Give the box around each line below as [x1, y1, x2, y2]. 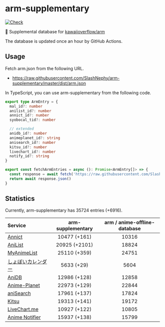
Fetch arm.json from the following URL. [5, 65, 84, 71]
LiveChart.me [7, 306, 39, 313]
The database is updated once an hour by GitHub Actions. [5, 38, 123, 44]
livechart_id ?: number [9, 149, 56, 154]
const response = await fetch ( [9, 172, 74, 177]
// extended [9, 126, 34, 132]
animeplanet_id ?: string [9, 136, 60, 140]
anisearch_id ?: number [9, 140, 56, 145]
